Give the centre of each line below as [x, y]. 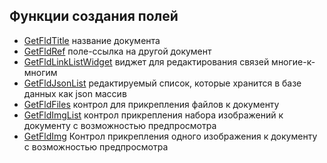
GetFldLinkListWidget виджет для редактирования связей [146, 61]
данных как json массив [75, 93]
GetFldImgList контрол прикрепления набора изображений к [153, 115]
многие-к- [293, 61]
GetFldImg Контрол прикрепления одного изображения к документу [170, 136]
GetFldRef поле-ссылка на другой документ [117, 51]
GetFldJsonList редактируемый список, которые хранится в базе [162, 83]
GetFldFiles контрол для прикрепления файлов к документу [151, 104]
